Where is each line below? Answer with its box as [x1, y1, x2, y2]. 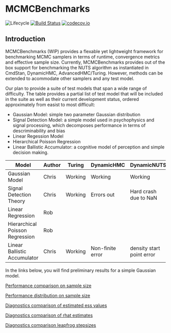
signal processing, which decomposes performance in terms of [12, 122, 146, 128]
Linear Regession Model [12, 133, 64, 139]
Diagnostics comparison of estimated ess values [5, 302, 107, 309]
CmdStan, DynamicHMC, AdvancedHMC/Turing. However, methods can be [5, 70, 163, 76]
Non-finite [91, 244, 116, 251]
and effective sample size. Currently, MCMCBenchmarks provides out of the [5, 59, 165, 65]
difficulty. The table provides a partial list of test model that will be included [5, 90, 163, 97]
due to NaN [130, 194, 158, 201]
